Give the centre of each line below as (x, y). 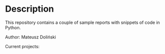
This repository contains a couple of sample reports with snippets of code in (82, 22)
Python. (13, 27)
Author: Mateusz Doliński (31, 37)
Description (30, 9)
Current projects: (22, 46)
